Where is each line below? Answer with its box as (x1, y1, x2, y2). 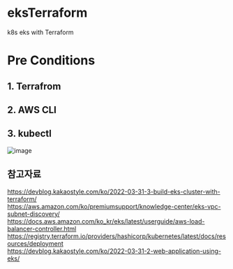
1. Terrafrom (7, 80, 61, 92)
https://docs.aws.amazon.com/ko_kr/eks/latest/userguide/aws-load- (7, 217, 205, 225)
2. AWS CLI (7, 103, 57, 116)
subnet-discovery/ (7, 210, 61, 218)
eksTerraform (7, 5, 88, 21)
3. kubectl (7, 128, 52, 140)
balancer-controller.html (7, 224, 77, 233)
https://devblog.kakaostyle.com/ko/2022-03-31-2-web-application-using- (7, 247, 222, 255)
